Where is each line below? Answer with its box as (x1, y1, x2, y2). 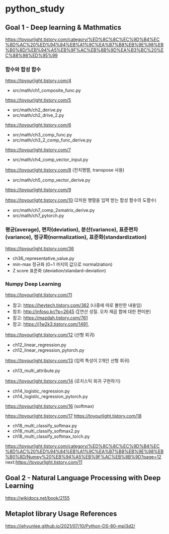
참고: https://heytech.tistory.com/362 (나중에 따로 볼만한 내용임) (12, 302, 142, 308)
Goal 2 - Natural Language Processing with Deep (5, 474, 161, 482)
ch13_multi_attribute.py (12, 367, 60, 373)
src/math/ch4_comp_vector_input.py (12, 157, 89, 163)
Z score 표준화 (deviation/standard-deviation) (12, 267, 107, 273)
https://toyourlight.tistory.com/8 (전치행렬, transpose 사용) (5, 167, 125, 173)
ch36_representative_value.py (12, 255, 74, 261)
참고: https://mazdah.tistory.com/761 (12, 315, 88, 321)
